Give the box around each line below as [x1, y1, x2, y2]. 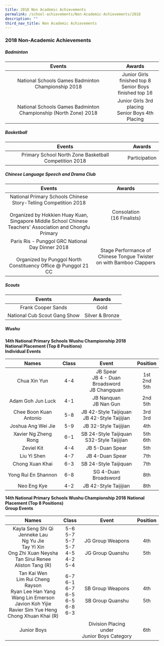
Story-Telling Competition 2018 [12, 199, 86, 206]
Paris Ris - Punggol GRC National [10, 238, 87, 245]
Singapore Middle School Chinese [10, 218, 88, 225]
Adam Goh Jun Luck [9, 398, 56, 405]
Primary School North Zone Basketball [21, 151, 109, 158]
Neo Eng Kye [18, 482, 48, 489]
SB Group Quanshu [84, 597, 129, 604]
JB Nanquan [92, 394, 121, 401]
